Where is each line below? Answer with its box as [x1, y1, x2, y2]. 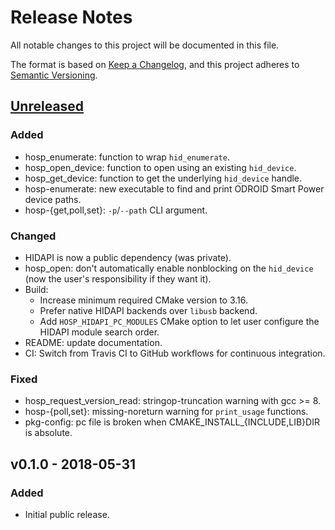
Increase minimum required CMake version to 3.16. [39, 294, 249, 306]
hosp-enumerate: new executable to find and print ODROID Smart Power [24, 182, 325, 195]
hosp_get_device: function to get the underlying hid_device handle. [24, 172, 303, 184]
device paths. [24, 193, 82, 205]
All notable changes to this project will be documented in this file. [10, 39, 280, 51]
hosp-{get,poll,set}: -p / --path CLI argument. [24, 204, 208, 216]
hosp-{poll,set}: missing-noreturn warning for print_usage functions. [24, 406, 309, 418]
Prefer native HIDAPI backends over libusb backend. [39, 304, 258, 316]
